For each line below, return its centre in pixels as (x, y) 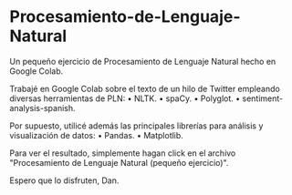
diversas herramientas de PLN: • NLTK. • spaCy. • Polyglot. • (125, 98)
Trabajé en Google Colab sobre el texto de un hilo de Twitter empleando (145, 88)
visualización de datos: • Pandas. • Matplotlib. (97, 135)
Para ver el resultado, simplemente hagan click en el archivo (123, 153)
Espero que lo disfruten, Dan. (64, 180)
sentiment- (263, 98)
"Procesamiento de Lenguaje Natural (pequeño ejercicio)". (119, 162)
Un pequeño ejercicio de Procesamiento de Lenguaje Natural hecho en (143, 61)
